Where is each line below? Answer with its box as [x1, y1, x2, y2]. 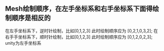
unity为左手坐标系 [5, 40, 41, 46]
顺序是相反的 [11, 14, 51, 22]
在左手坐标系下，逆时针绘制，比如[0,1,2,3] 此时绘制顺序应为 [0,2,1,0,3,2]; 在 [5, 27, 158, 33]
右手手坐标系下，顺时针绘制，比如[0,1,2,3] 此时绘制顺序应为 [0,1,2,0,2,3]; [5, 34, 153, 40]
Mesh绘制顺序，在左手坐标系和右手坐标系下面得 [5, 4, 153, 13]
